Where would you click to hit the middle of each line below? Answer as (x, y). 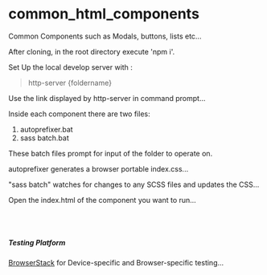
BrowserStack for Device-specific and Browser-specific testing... (116, 262)
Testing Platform (37, 242)
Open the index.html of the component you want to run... (103, 200)
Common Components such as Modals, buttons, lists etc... (105, 36)
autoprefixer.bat (47, 129)
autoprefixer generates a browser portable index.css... (99, 168)
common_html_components (104, 14)
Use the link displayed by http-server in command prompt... (107, 98)
